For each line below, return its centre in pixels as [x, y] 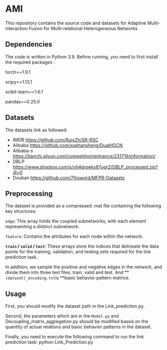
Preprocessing [29, 193]
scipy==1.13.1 [19, 82]
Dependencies [29, 45]
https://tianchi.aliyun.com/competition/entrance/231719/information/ [84, 156]
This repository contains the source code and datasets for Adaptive [76, 23]
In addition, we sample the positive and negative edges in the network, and [84, 267]
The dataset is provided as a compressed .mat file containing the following [83, 206]
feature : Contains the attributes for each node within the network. [74, 236]
